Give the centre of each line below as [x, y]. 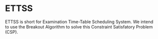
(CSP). [12, 32]
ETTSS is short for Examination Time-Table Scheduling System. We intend [79, 22]
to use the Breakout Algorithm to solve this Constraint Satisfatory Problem [79, 26]
